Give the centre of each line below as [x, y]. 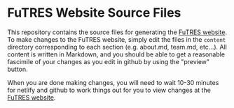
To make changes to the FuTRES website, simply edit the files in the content [117, 39]
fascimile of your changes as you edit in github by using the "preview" [109, 61]
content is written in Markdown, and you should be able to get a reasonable [116, 54]
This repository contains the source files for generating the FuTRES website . [117, 32]
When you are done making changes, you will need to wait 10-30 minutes [113, 82]
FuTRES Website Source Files [94, 13]
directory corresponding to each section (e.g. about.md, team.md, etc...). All [117, 47]
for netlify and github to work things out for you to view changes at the [109, 90]
